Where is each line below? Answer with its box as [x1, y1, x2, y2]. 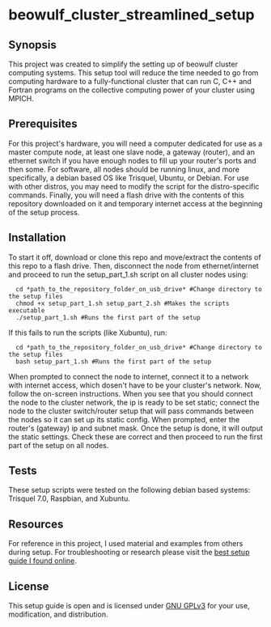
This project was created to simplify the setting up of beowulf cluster [8, 59, 239, 69]
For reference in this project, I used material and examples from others [8, 539, 243, 549]
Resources [8, 517, 64, 531]
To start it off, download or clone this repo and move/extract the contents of [8, 252, 261, 262]
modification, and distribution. [8, 609, 108, 620]
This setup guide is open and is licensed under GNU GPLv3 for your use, [8, 601, 250, 611]
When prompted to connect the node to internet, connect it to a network [8, 371, 249, 381]
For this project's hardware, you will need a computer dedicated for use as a [8, 138, 263, 148]
